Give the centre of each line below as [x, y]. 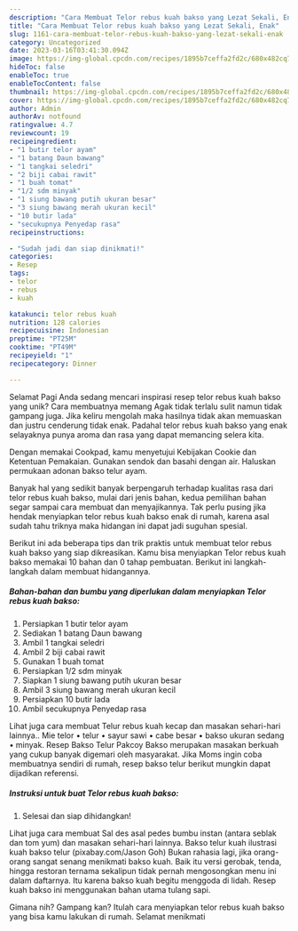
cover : [21, 100]
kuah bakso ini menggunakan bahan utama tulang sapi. [110, 889]
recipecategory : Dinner [53, 364]
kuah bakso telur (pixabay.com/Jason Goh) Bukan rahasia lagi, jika [131, 852]
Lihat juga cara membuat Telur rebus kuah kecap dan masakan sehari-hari [145, 726]
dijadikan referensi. [44, 773]
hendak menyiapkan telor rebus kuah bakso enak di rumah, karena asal [139, 516]
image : [21, 59]
